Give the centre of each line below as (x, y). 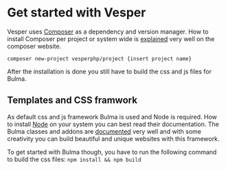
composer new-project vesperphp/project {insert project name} (100, 59)
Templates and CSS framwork (72, 100)
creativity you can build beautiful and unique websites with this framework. (113, 138)
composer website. (34, 46)
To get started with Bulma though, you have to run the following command (112, 151)
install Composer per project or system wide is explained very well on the (111, 38)
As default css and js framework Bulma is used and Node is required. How (112, 117)
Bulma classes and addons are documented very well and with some (104, 131)
